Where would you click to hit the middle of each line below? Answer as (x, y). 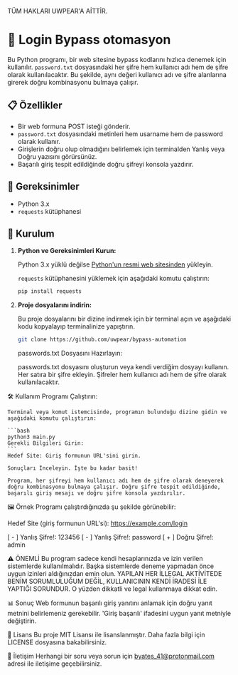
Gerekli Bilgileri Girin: (45, 443)
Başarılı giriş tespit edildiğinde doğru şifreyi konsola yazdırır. (106, 164)
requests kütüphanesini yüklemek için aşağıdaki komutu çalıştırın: (113, 279)
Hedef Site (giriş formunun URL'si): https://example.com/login (98, 523)
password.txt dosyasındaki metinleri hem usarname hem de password (120, 134)
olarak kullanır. (39, 141)
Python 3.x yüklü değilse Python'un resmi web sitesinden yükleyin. (115, 264)
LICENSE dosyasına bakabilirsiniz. (57, 642)
